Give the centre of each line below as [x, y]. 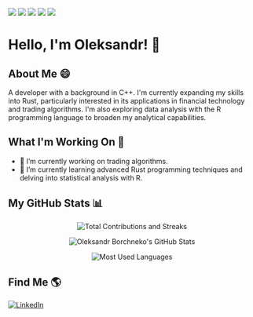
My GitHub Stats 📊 [56, 204]
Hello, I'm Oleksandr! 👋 [84, 45]
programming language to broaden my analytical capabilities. [107, 117]
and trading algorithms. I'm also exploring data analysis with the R [115, 109]
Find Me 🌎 [35, 282]
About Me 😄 [39, 73]
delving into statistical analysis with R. [81, 177]
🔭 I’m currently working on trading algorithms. [93, 161]
